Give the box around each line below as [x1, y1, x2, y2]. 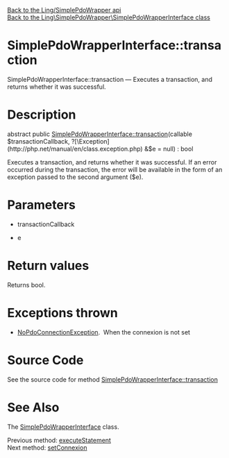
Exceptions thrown [7, 305, 118, 321]
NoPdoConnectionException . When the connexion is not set [17, 328, 191, 336]
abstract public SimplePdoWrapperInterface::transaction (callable [7, 130, 193, 138]
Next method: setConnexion [7, 443, 87, 452]
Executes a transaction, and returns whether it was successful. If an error [7, 158, 217, 166]
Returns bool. [7, 280, 46, 289]
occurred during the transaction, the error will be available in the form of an [7, 165, 223, 173]
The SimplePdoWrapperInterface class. [7, 423, 119, 431]
